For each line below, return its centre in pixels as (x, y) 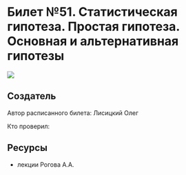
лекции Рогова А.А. (45, 164)
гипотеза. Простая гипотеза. (94, 27)
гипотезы (36, 56)
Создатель (32, 96)
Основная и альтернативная (93, 41)
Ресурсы (28, 148)
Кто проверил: (29, 126)
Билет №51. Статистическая (92, 12)
